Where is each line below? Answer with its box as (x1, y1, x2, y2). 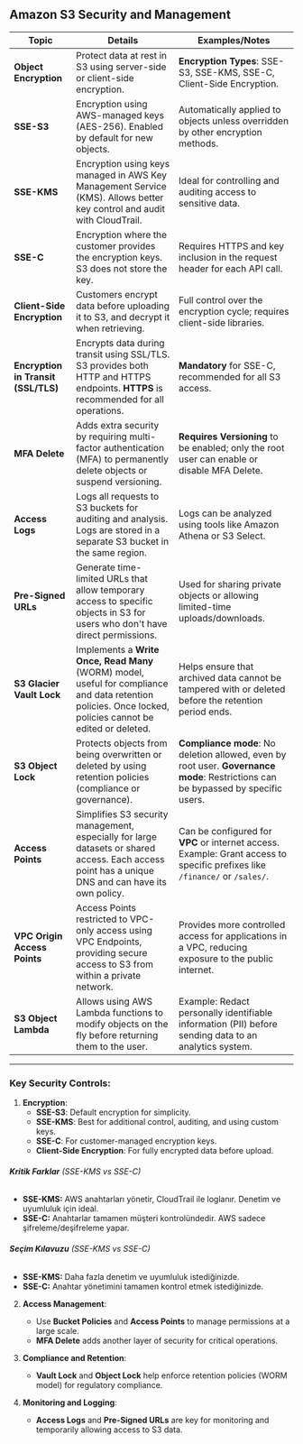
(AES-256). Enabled (76, 120, 164, 133)
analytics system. (179, 1040, 252, 1053)
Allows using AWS (76, 995, 153, 1007)
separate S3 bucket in (76, 535, 170, 547)
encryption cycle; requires (179, 305, 289, 317)
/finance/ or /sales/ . (179, 869, 269, 882)
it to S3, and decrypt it (76, 310, 170, 323)
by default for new (76, 131, 153, 143)
